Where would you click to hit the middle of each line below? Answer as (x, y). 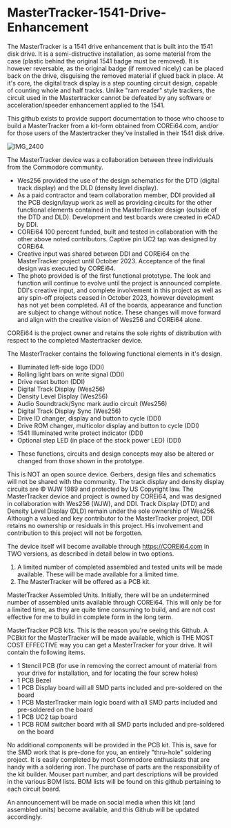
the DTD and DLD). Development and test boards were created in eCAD (119, 217)
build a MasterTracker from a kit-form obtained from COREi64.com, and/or (113, 125)
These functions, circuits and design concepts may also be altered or (115, 454)
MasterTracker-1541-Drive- (87, 13)
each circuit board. (34, 789)
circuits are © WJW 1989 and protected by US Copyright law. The (100, 489)
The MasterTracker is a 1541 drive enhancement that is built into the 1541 (110, 46)
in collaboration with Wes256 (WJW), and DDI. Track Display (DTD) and (109, 503)
